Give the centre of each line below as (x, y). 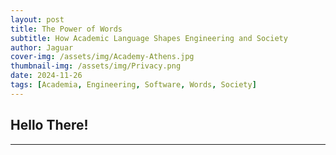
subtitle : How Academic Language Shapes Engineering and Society (149, 38)
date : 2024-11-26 (46, 76)
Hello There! (49, 125)
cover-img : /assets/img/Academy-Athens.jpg (102, 57)
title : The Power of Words (66, 29)
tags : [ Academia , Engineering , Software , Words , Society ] (133, 85)
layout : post (37, 19)
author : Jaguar (42, 47)
